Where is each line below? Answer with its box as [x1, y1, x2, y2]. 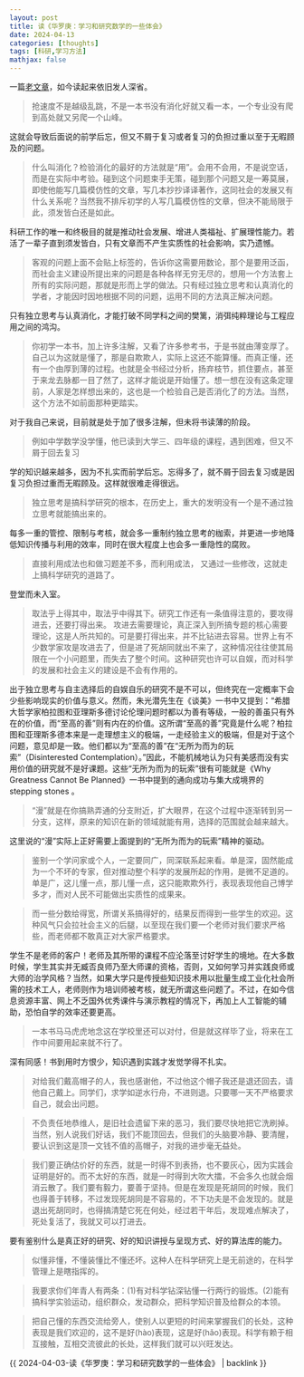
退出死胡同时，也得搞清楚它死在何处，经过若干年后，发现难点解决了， [31, 1205, 294, 1215]
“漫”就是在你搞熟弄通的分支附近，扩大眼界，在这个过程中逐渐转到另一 [31, 805, 293, 815]
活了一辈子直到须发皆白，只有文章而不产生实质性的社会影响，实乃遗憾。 [9, 237, 279, 248]
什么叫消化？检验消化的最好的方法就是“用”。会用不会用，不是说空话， [31, 162, 293, 172]
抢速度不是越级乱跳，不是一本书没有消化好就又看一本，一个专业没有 [31, 101, 286, 111]
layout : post [9, 13, 59, 23]
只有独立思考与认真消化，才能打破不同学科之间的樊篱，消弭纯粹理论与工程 [9, 310, 287, 321]
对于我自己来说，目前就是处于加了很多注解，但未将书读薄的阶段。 [9, 417, 255, 427]
